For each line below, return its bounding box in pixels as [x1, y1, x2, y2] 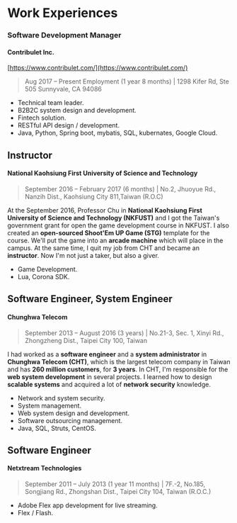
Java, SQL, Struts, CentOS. [17, 424, 97, 432]
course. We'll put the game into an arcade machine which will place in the [7, 236, 224, 244]
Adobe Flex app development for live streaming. [17, 501, 158, 510]
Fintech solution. [17, 113, 67, 122]
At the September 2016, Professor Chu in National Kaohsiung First [7, 206, 203, 214]
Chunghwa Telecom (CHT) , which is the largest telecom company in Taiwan [7, 357, 231, 366]
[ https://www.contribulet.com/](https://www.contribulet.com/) [7, 64, 188, 72]
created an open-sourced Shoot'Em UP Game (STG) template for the [7, 228, 210, 237]
